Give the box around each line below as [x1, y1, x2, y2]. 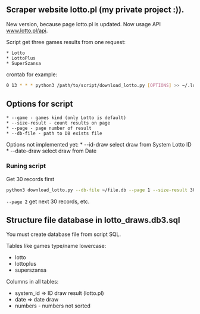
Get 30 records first [6, 175, 55, 182]
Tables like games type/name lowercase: [6, 243, 107, 250]
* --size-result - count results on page [6, 120, 111, 126]
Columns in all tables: [6, 278, 59, 285]
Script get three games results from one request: [6, 38, 126, 45]
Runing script [6, 162, 46, 170]
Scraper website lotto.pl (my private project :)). [6, 5, 185, 15]
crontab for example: [6, 71, 58, 78]
